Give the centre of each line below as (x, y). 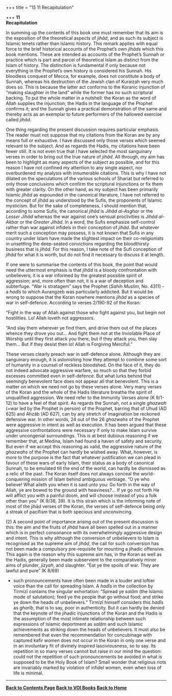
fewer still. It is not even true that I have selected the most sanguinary (79, 151)
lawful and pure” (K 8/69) (32, 571)
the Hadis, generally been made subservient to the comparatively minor (81, 560)
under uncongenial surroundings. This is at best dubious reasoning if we (82, 436)
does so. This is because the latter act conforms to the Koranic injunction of (85, 87)
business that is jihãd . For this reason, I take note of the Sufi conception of (84, 249)
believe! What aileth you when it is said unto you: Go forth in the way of (81, 485)
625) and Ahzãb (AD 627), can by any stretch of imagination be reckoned (83, 414)
